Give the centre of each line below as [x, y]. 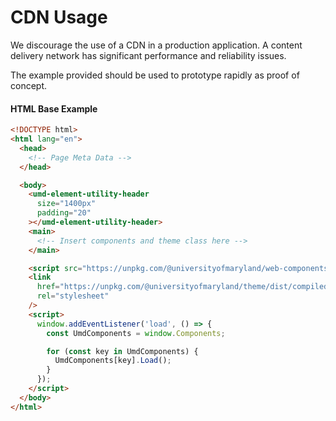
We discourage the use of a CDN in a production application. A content [156, 45]
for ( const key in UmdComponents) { [122, 351]
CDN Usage [59, 17]
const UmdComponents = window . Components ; [136, 333]
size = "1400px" [66, 204]
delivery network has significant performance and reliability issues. [148, 55]
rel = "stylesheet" [73, 296]
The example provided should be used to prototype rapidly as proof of [155, 75]
